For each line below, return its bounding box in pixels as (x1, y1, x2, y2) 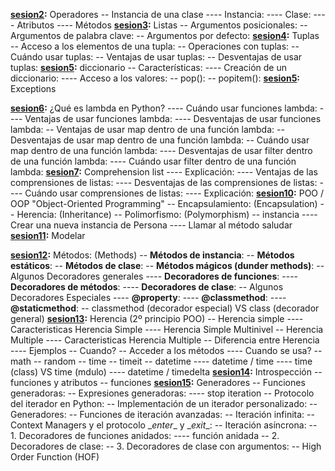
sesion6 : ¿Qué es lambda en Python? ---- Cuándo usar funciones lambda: (10, 102, 318, 114)
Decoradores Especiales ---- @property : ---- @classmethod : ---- (10, 292, 287, 303)
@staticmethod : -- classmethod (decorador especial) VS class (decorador (10, 302, 320, 314)
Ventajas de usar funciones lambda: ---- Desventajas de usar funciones (24, 113, 322, 124)
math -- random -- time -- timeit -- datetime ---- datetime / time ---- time (10, 355, 313, 367)
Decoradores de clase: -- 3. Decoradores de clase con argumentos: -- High (10, 440, 322, 452)
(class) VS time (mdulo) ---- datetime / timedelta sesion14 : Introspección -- (10, 366, 323, 378)
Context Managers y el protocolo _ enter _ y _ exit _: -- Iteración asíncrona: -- (10, 419, 318, 431)
